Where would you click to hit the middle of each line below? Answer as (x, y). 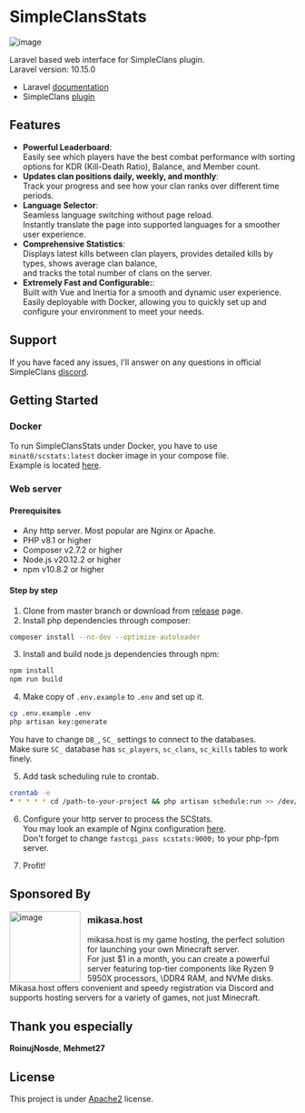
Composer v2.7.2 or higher (72, 550)
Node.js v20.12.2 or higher (72, 560)
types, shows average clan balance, (90, 263)
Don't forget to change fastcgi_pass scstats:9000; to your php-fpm (151, 838)
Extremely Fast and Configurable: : (89, 282)
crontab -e (30, 793)
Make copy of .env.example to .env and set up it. (113, 697)
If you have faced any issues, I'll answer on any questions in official (135, 362)
